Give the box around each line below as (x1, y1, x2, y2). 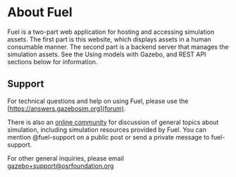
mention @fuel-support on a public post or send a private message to (7, 133, 210, 141)
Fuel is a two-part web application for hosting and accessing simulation (7, 28, 215, 36)
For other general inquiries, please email (7, 154, 125, 162)
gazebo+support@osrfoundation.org (7, 161, 114, 170)
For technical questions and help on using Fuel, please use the (7, 97, 189, 105)
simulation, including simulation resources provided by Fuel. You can (7, 125, 206, 134)
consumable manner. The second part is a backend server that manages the (7, 42, 229, 51)
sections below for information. (7, 57, 98, 66)
